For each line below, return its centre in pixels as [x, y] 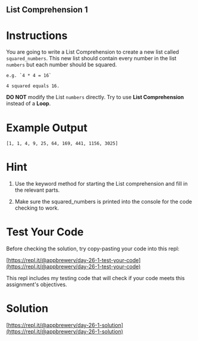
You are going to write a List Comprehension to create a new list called [93, 52]
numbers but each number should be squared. [62, 64]
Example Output [47, 128]
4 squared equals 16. [33, 86]
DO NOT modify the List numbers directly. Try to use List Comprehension [95, 97]
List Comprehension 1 [47, 10]
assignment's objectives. [37, 285]
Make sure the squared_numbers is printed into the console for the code [103, 202]
